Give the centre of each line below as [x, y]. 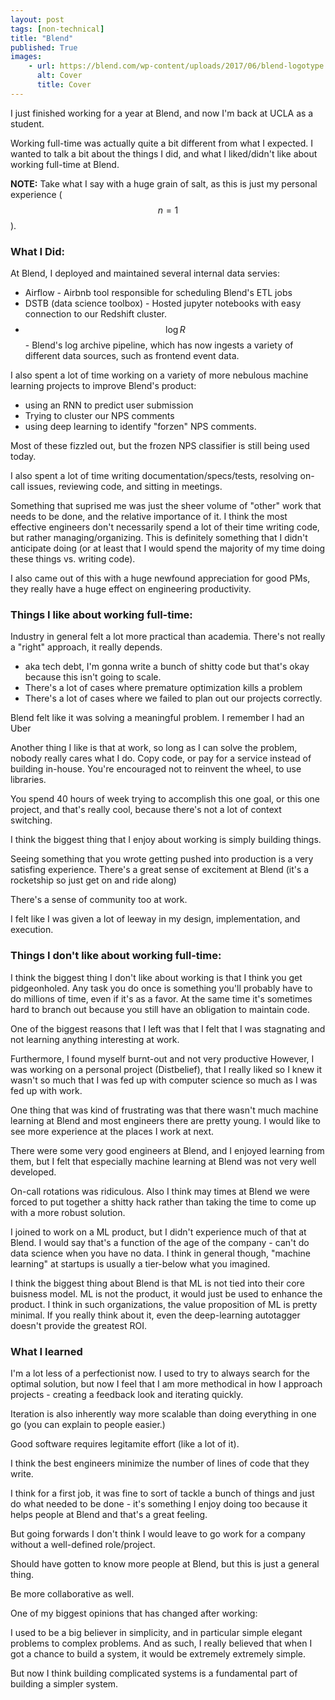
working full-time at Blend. [65, 164]
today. [23, 457]
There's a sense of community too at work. [99, 900]
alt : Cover [59, 76]
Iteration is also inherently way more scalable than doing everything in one [163, 1413]
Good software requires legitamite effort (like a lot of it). [125, 1443]
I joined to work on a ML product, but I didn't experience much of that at [158, 1232]
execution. [32, 930]
